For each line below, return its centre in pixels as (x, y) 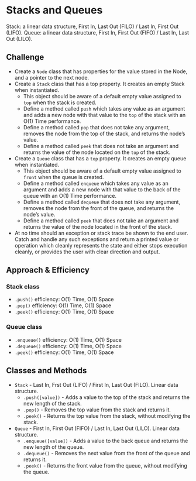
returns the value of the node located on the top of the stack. (97, 152)
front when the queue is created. (63, 177)
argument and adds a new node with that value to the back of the (102, 189)
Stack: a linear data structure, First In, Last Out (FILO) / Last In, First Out (92, 26)
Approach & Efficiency (48, 270)
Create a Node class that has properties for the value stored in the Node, (101, 71)
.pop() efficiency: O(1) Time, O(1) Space (63, 305)
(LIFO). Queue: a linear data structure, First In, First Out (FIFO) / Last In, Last (97, 32)
